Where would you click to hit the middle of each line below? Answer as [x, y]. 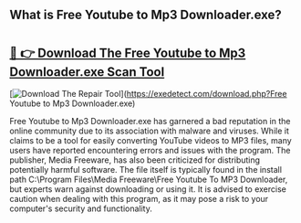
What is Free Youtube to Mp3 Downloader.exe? [146, 15]
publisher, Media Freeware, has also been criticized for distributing [135, 160]
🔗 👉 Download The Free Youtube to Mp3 [128, 53]
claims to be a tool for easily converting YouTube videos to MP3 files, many [150, 140]
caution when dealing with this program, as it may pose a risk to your [139, 199]
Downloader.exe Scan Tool [87, 72]
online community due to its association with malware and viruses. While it [149, 131]
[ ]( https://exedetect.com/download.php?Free [148, 94]
